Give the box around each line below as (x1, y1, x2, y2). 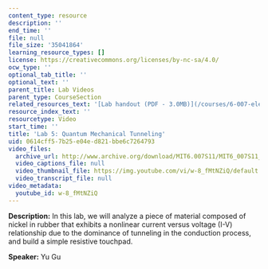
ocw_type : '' (8, 64, 52, 72)
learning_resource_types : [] (8, 49, 105, 57)
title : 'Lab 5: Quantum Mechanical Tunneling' (8, 130, 166, 138)
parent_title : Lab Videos (8, 85, 94, 94)
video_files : (8, 145, 52, 153)
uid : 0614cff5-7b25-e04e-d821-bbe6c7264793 (8, 137, 156, 146)
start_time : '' (8, 123, 59, 131)
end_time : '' (8, 26, 52, 34)
